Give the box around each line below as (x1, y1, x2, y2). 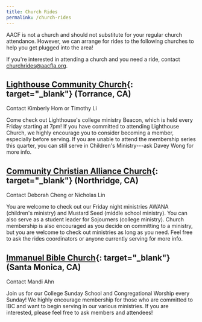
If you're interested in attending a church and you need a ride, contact (6, 55, 180, 63)
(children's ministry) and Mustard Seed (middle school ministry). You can (6, 209, 188, 217)
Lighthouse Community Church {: (6, 79, 134, 89)
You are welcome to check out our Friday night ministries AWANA (6, 203, 169, 210)
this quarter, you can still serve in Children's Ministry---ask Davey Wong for (6, 142, 194, 150)
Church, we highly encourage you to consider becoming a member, (6, 129, 174, 136)
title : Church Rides (6, 8, 58, 15)
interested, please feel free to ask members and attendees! (6, 309, 153, 316)
